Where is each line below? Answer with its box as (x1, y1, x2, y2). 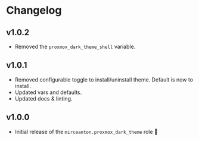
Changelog (6, 4, 62, 17)
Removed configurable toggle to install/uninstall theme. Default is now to (14, 76, 194, 83)
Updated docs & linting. (14, 95, 73, 102)
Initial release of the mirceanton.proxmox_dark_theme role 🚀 (14, 128, 158, 135)
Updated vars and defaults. (14, 89, 82, 96)
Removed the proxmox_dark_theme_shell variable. (14, 43, 136, 50)
